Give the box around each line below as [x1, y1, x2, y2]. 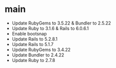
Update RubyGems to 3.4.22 [11, 46, 71, 52]
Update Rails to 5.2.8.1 [11, 36, 58, 42]
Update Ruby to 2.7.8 [11, 57, 55, 63]
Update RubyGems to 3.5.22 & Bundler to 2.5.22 [11, 20, 111, 26]
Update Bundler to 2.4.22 [11, 51, 64, 58]
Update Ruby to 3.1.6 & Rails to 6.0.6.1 [11, 25, 89, 31]
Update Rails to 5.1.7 [11, 41, 53, 47]
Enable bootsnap [11, 30, 47, 36]
